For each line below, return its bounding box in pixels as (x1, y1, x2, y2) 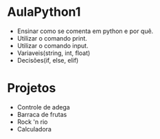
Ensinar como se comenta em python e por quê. (16, 27, 154, 35)
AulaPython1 (7, 4, 81, 20)
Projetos (7, 81, 56, 96)
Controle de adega (16, 103, 70, 111)
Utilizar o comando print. (16, 34, 88, 42)
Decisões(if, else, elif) (16, 56, 79, 64)
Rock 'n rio (16, 118, 48, 126)
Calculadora (16, 125, 52, 133)
